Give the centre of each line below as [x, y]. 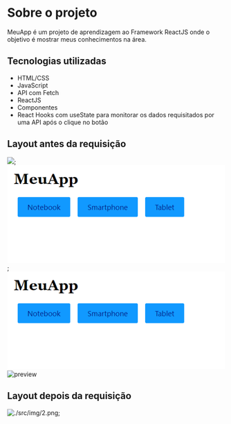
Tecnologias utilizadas [57, 61]
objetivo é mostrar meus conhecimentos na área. [77, 39]
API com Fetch [38, 92]
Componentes [37, 107]
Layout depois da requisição [69, 396]
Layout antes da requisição [67, 144]
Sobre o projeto [52, 13]
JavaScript [33, 85]
